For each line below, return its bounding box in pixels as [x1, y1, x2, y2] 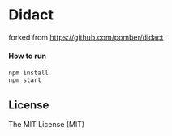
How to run [8, 51, 47, 61]
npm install [8, 69, 49, 78]
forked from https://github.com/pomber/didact [8, 32, 164, 42]
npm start [8, 76, 42, 84]
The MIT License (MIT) [8, 119, 85, 129]
